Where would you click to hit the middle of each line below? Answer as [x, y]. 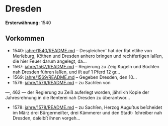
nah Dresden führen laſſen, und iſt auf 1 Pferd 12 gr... [66, 72]
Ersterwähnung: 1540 [28, 23]
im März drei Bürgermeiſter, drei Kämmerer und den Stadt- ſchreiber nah [87, 112]
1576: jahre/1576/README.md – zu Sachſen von [61, 82]
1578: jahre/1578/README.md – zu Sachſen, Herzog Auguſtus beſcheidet [87, 107]
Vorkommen [25, 38]
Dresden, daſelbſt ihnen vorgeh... [46, 118]
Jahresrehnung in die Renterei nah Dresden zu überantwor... [68, 97]
